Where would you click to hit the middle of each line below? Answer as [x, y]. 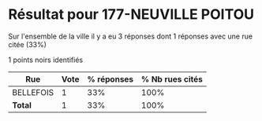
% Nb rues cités [172, 79]
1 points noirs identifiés [46, 60]
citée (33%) [28, 44]
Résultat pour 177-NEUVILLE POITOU [131, 15]
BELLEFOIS [33, 92]
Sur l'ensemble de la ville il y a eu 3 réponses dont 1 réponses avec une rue [131, 36]
